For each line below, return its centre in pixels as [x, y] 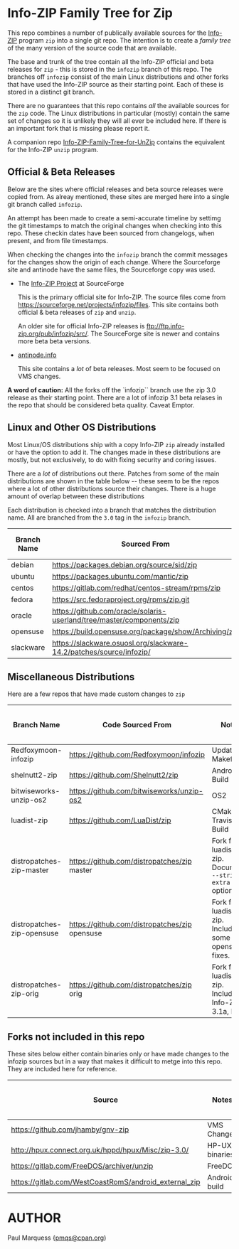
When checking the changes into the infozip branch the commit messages [117, 254]
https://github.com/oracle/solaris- [110, 611]
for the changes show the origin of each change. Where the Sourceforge [114, 262]
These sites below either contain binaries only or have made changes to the [118, 1054]
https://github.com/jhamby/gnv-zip [70, 1130]
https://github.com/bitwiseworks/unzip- [136, 791]
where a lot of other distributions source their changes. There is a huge [112, 488]
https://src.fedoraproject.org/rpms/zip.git [121, 599]
